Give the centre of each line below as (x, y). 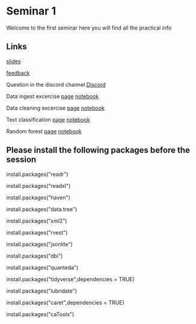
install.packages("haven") (38, 198)
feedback (18, 73)
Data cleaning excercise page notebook (56, 108)
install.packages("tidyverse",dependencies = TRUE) (71, 279)
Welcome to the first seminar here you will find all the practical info (89, 28)
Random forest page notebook (44, 131)
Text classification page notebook (48, 119)
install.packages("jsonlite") (40, 244)
